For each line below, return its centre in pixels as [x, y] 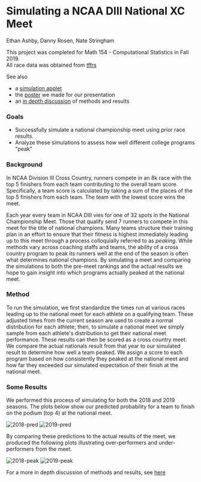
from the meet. [53, 449]
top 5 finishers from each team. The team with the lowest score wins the [96, 197]
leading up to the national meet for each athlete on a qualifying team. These [100, 314]
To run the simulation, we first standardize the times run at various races [96, 307]
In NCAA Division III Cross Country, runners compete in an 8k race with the [99, 178]
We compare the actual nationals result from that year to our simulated [94, 346]
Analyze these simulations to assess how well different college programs [105, 143]
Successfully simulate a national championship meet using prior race [100, 130]
